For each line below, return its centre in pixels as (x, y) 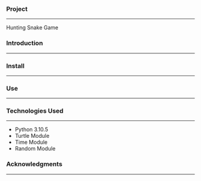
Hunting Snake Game (32, 28)
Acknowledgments (34, 164)
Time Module (31, 142)
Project (17, 9)
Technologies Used (35, 111)
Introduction (25, 43)
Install (16, 66)
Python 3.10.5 (31, 129)
